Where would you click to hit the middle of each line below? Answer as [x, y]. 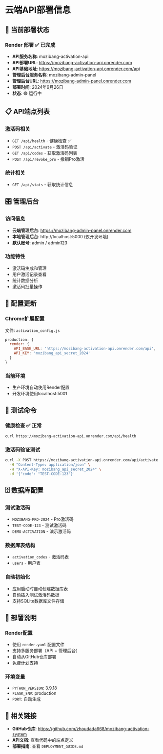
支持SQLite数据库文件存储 [38, 601]
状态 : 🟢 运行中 [27, 93]
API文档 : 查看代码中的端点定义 [43, 740]
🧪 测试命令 [21, 411]
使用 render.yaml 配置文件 [38, 645]
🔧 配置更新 [21, 304]
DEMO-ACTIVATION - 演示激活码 [41, 531]
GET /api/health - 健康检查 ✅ [42, 141]
